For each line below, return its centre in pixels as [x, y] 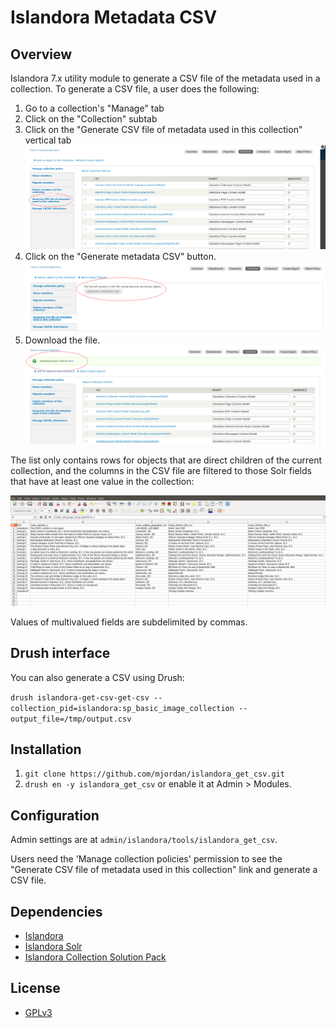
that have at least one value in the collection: [102, 481]
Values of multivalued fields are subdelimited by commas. [129, 622]
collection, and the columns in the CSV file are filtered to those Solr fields [161, 470]
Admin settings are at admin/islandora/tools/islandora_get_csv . [144, 840]
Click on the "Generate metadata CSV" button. [120, 256]
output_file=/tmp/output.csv [71, 719]
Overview [41, 54]
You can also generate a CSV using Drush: [97, 677]
